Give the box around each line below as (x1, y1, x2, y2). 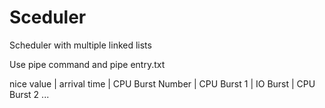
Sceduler (9, 6, 87, 29)
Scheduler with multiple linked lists (9, 39, 152, 51)
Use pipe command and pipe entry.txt (9, 58, 166, 70)
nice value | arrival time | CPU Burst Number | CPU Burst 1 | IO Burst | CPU (9, 77, 316, 90)
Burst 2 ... (9, 88, 50, 100)
